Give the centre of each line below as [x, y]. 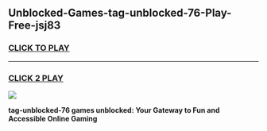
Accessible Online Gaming [53, 118]
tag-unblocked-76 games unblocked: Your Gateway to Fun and [114, 110]
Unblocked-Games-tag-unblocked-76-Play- [120, 13]
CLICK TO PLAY [39, 48]
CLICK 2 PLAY [36, 78]
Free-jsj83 [35, 26]
